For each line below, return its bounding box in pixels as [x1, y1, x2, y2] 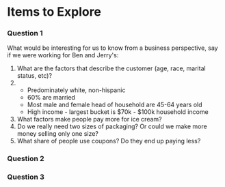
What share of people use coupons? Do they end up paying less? [16, 137, 201, 145]
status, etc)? [16, 72, 53, 80]
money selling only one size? [16, 130, 99, 138]
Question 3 [7, 172, 44, 182]
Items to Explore [7, 4, 101, 20]
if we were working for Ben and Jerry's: [7, 51, 119, 59]
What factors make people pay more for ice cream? [16, 115, 162, 124]
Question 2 [7, 154, 44, 164]
